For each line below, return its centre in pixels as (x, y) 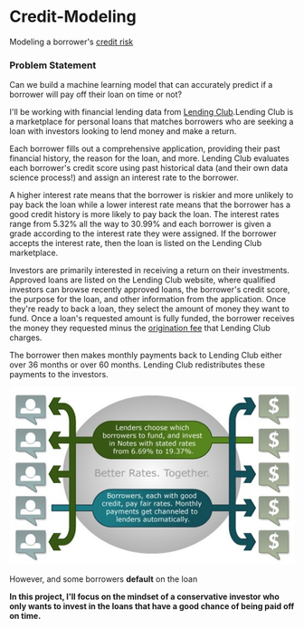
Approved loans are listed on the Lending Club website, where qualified (142, 280)
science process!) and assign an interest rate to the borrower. (124, 177)
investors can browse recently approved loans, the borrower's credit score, (150, 290)
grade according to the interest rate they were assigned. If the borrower (143, 233)
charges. (26, 338)
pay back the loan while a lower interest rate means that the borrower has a (150, 205)
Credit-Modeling (73, 17)
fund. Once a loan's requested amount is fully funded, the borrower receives (152, 319)
